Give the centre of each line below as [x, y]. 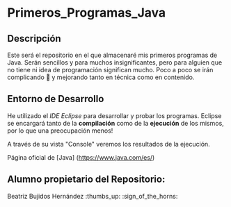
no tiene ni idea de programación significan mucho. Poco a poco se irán [110, 70]
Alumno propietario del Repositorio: [86, 180]
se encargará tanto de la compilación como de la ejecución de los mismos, [115, 123]
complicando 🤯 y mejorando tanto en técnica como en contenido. [101, 77]
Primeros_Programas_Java [87, 13]
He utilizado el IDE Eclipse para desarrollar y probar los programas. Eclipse [114, 115]
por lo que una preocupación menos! [60, 131]
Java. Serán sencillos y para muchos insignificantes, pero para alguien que [115, 63]
